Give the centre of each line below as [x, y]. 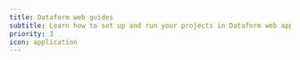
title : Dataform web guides [62, 17]
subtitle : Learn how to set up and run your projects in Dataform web [143, 26]
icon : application [43, 42]
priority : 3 [31, 34]
